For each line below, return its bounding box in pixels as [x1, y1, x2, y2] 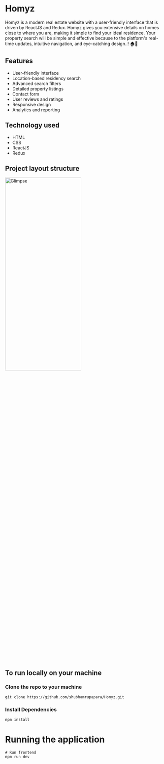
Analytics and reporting [12, 107, 60, 113]
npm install [5, 718, 30, 722]
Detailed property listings [12, 86, 64, 91]
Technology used [5, 121, 60, 130]
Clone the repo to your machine [5, 683, 82, 690]
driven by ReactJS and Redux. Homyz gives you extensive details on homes [5, 24, 159, 30]
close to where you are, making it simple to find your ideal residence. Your [5, 30, 156, 36]
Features [5, 57, 33, 65]
